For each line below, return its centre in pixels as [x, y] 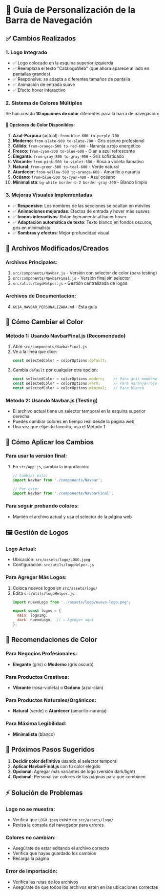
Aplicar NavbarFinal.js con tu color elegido [56, 767]
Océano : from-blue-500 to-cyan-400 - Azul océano [64, 177]
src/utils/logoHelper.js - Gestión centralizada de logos [70, 283]
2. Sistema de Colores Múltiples [44, 103]
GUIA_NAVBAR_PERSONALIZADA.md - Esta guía [55, 307]
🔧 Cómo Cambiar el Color [44, 322]
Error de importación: [31, 871]
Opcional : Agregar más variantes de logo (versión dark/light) [74, 771]
